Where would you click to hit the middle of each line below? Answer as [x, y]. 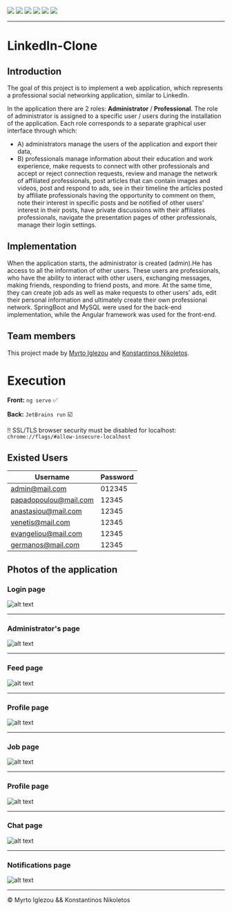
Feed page [25, 668]
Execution [37, 381]
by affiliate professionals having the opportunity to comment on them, [116, 195]
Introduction [35, 71]
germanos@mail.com [45, 545]
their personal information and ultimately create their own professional [107, 300]
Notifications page [39, 865]
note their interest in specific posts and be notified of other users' [110, 203]
